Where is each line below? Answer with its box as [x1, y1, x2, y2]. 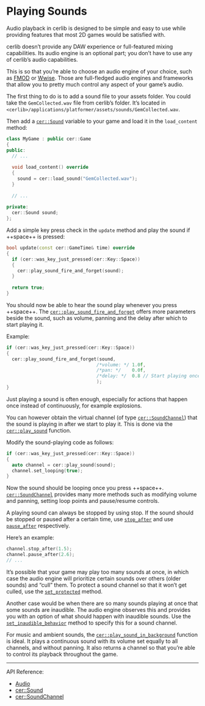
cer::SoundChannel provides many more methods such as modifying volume [6, 491, 197, 498]
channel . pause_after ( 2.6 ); [6, 552, 75, 558]
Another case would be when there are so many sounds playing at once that [6, 600, 198, 607]
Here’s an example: [6, 534, 55, 541]
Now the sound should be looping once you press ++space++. [6, 485, 164, 492]
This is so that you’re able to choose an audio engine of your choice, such [6, 67, 192, 75]
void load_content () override [12, 164, 88, 171]
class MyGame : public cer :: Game [6, 136, 92, 142]
